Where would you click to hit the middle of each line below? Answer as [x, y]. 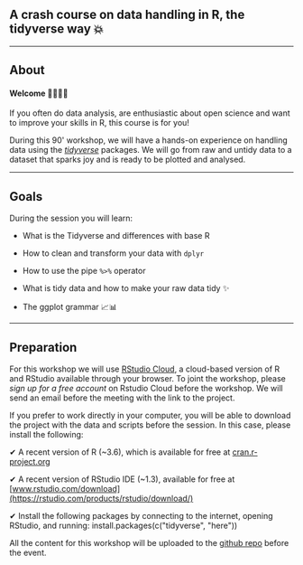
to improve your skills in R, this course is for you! [99, 123]
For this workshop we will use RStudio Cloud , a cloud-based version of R [145, 369]
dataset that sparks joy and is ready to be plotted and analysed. [128, 160]
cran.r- [245, 452]
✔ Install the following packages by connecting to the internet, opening [141, 516]
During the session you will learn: [71, 218]
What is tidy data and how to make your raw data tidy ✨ [126, 288]
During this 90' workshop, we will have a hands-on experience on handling [149, 140]
